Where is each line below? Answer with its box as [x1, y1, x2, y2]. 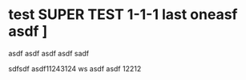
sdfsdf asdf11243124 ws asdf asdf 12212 [8, 63, 142, 73]
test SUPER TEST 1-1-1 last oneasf [8, 6, 238, 24]
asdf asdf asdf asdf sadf [8, 48, 90, 58]
